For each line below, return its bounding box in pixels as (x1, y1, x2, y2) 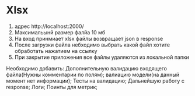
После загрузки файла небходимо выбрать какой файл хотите (14, 41, 170, 48)
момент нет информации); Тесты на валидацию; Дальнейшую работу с (6, 77, 185, 84)
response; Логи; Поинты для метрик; (6, 83, 98, 90)
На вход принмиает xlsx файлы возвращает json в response (14, 35, 163, 42)
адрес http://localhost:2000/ (14, 23, 84, 30)
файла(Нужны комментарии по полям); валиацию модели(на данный (6, 71, 180, 78)
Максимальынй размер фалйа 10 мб (14, 29, 106, 35)
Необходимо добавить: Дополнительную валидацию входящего (6, 65, 168, 72)
